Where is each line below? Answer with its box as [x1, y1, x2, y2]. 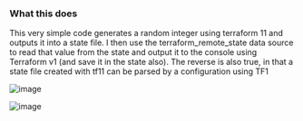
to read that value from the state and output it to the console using [9, 47, 258, 58]
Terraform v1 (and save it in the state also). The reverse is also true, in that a [9, 57, 293, 68]
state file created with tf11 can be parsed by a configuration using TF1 [9, 66, 269, 77]
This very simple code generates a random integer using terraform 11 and [9, 28, 284, 39]
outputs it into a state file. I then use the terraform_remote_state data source [9, 37, 294, 48]
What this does [9, 7, 78, 20]
